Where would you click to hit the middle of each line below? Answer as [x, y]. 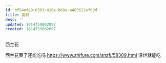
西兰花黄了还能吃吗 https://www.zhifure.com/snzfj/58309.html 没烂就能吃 [83, 55]
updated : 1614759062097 [31, 24]
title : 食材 [17, 15]
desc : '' [15, 19]
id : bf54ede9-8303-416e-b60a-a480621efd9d [51, 10]
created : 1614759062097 [31, 29]
